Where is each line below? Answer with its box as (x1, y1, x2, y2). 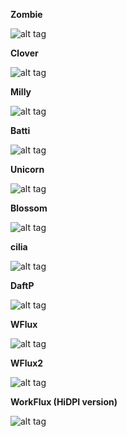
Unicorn (10, 164, 45, 175)
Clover (10, 47, 39, 59)
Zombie (10, 9, 43, 20)
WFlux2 (10, 357, 44, 369)
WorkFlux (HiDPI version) (10, 396, 118, 408)
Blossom (10, 202, 48, 214)
